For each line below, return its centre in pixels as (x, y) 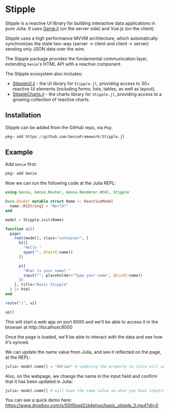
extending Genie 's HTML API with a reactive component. (64, 64)
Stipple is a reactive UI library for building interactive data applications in (80, 23)
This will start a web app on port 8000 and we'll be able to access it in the (82, 322)
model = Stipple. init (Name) (35, 220)
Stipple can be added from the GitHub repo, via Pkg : (59, 127)
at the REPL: (18, 357)
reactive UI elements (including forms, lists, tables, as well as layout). (84, 88)
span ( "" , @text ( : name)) (48, 252)
